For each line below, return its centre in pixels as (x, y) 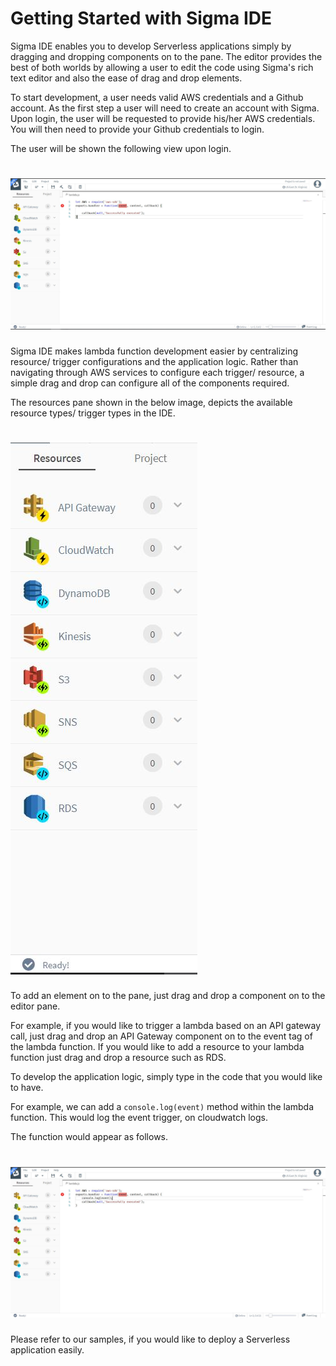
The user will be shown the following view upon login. (121, 148)
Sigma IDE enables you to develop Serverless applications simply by (151, 46)
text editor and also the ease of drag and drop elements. (126, 78)
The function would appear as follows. (89, 1137)
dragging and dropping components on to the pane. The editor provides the (166, 56)
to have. (27, 1088)
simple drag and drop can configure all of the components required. (150, 383)
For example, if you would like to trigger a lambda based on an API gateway (166, 1026)
